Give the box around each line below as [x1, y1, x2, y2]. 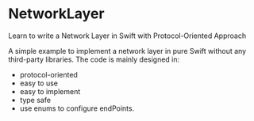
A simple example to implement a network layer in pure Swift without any [8, 46, 247, 55]
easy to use [19, 78, 58, 88]
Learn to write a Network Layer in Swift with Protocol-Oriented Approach [8, 31, 247, 40]
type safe [19, 95, 52, 104]
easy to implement [19, 86, 81, 96]
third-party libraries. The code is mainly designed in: [8, 55, 180, 64]
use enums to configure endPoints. [19, 104, 135, 113]
